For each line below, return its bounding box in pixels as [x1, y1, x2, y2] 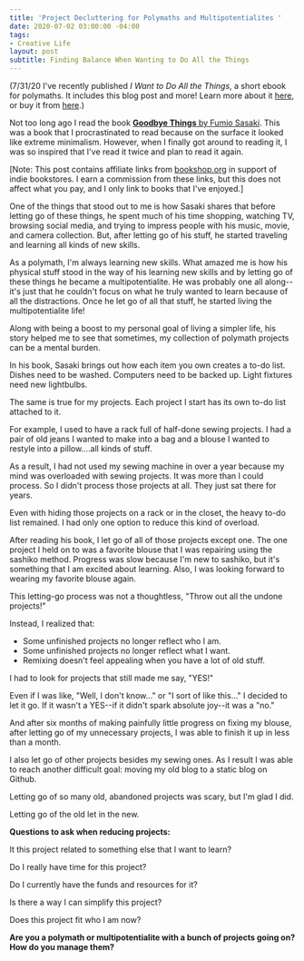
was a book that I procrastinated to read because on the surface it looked [9, 127, 284, 137]
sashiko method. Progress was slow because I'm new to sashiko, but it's [9, 554, 280, 564]
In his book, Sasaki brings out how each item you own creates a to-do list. [9, 360, 286, 371]
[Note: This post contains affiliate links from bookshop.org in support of [9, 164, 277, 174]
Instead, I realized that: [9, 619, 95, 629]
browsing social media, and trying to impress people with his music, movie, [9, 220, 290, 231]
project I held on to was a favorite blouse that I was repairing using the [9, 544, 273, 555]
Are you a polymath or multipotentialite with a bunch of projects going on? [9, 932, 296, 943]
